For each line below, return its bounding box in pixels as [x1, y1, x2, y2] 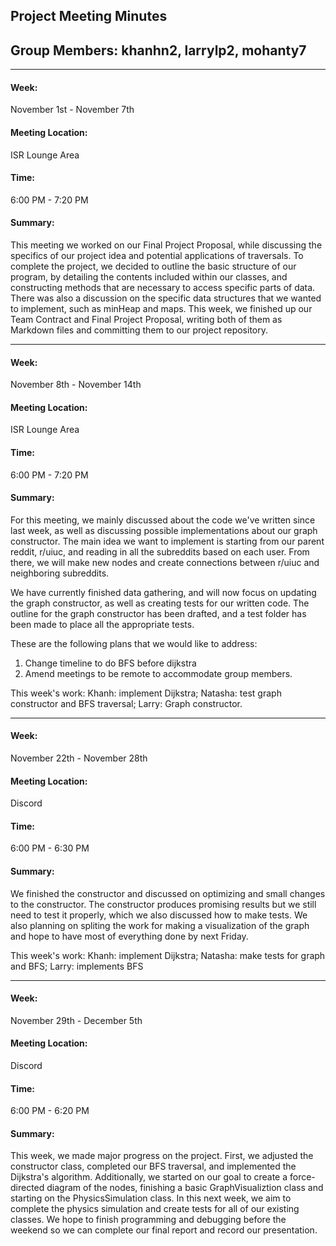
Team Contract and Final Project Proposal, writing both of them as [10, 314, 283, 326]
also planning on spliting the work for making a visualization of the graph [10, 919, 310, 931]
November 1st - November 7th [10, 104, 135, 116]
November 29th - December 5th [10, 1014, 143, 1026]
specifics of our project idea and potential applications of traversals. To [10, 250, 304, 262]
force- [289, 1171, 316, 1183]
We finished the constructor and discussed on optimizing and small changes [10, 887, 326, 899]
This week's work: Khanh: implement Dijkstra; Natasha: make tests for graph [10, 949, 326, 961]
